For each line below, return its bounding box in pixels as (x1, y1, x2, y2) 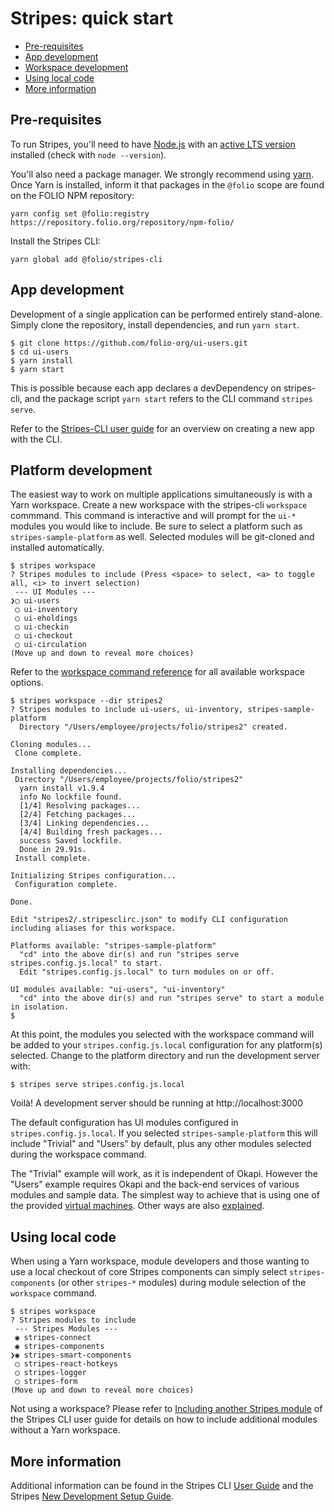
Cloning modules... (10, 740, 92, 750)
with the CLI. (10, 433, 63, 445)
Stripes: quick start (10, 7, 174, 30)
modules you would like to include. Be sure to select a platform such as (10, 520, 303, 532)
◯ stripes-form (14, 1377, 78, 1387)
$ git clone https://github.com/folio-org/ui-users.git (10, 338, 248, 348)
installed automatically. (10, 542, 105, 554)
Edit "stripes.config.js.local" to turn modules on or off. (19, 967, 275, 977)
